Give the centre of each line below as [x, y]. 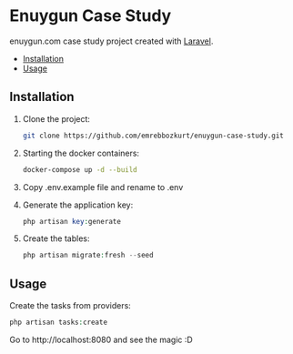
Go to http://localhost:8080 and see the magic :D [101, 339]
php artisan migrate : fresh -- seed [88, 256]
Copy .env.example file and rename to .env [103, 187]
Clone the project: [56, 118]
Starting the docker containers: [81, 153]
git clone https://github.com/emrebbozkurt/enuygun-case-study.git [153, 136]
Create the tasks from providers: [71, 306]
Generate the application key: [78, 205]
